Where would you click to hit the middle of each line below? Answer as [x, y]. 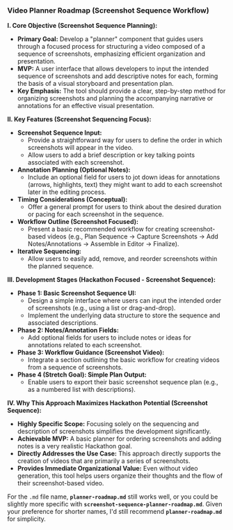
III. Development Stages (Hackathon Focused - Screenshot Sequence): [111, 280]
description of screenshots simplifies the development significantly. [114, 432]
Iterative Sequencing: [49, 251]
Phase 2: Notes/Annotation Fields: [68, 331]
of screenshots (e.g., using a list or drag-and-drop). [102, 308]
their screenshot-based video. [61, 483]
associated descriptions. [63, 323]
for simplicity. [27, 519]
